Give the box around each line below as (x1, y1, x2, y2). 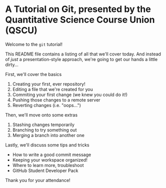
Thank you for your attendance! (5, 177, 71, 183)
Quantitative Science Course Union (5, 14, 155, 25)
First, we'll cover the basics (5, 71, 62, 77)
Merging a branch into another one (12, 132, 85, 138)
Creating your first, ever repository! (12, 81, 86, 87)
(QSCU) (5, 25, 38, 36)
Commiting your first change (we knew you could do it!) (12, 91, 128, 97)
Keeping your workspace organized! (12, 156, 88, 163)
